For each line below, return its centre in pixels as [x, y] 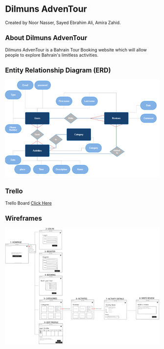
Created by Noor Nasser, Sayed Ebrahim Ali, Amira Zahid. [63, 23]
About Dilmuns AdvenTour [46, 38]
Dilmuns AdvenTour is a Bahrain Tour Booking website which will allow [76, 49]
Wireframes [24, 219]
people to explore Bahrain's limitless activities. [52, 55]
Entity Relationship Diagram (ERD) [58, 70]
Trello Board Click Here [29, 203]
